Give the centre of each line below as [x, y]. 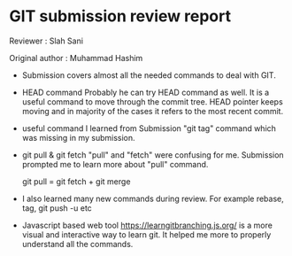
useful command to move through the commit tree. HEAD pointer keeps [152, 101]
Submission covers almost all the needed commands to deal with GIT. [149, 75]
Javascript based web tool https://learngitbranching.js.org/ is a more [147, 225]
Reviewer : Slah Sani [46, 41]
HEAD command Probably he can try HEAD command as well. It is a [146, 92]
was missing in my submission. [78, 137]
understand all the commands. [77, 244]
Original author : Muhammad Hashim [76, 58]
